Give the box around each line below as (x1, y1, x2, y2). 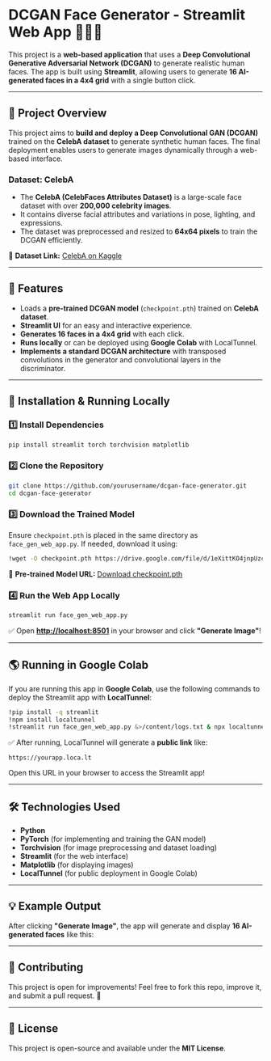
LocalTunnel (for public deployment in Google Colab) (19, 869, 198, 878)
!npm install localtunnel (8, 716, 95, 724)
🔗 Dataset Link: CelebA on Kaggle (8, 251, 123, 260)
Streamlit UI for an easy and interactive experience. (19, 320, 193, 330)
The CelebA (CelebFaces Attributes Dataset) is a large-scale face (19, 192, 242, 202)
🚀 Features (8, 281, 64, 296)
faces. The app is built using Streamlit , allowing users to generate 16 (8, 66, 237, 76)
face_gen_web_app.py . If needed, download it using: (8, 539, 178, 548)
